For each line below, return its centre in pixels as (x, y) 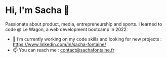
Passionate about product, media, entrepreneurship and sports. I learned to (84, 24)
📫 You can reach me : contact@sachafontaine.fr (64, 50)
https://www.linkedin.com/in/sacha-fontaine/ (59, 44)
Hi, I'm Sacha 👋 (37, 10)
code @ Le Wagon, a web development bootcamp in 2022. (67, 29)
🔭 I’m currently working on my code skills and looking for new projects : (87, 39)
